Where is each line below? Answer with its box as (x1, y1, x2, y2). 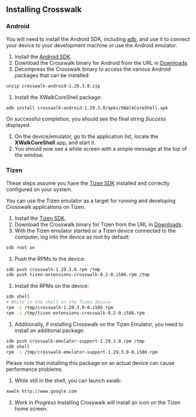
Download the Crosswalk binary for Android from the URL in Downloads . (14, 59, 188, 66)
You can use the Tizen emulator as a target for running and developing (6, 197, 176, 204)
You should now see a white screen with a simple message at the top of (14, 146, 187, 153)
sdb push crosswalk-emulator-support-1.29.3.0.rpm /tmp (6, 338, 145, 344)
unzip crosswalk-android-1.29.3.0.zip (6, 83, 100, 89)
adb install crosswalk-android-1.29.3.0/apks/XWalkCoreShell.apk (6, 105, 168, 111)
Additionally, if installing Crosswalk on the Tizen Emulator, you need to (14, 320, 184, 328)
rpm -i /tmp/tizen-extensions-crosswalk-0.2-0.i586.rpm (6, 310, 145, 316)
